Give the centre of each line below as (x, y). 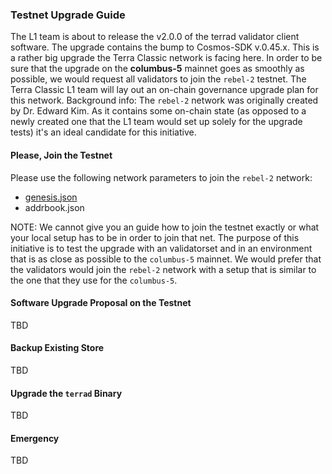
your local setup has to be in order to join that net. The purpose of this (155, 237)
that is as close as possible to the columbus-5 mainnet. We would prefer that (166, 259)
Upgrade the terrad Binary (66, 393)
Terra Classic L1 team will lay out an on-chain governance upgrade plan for (164, 90)
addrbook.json (54, 207)
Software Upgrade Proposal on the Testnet (101, 303)
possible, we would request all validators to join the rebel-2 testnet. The (158, 79)
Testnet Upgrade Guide (68, 15)
